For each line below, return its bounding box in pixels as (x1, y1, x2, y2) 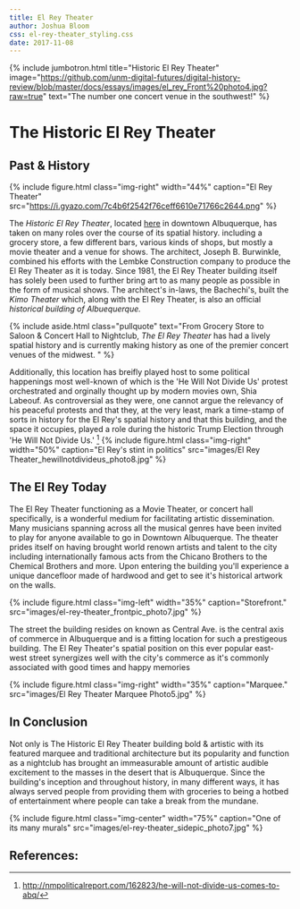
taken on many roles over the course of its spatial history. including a (9, 227, 262, 238)
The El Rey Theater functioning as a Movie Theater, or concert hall (9, 503, 254, 514)
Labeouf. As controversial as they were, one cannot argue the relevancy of (9, 395, 284, 406)
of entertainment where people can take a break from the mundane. (9, 795, 259, 806)
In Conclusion (9, 715, 87, 730)
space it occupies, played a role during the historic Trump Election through (9, 424, 284, 435)
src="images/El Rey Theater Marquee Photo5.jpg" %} (9, 688, 207, 699)
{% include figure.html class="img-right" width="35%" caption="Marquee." (9, 679, 288, 690)
